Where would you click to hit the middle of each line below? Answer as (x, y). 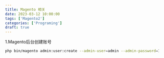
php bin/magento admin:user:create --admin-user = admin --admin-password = (82, 51)
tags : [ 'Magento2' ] (25, 18)
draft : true (17, 28)
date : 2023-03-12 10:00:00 (32, 14)
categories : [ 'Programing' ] (34, 23)
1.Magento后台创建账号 (29, 42)
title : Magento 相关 (25, 9)
